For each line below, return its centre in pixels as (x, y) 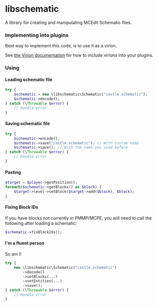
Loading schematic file (29, 80)
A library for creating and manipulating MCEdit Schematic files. (68, 22)
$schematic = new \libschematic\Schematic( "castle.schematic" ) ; (81, 94)
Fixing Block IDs (22, 207)
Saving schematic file (28, 123)
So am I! (13, 254)
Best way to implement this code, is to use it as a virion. (61, 46)
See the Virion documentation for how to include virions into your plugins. (79, 55)
